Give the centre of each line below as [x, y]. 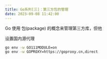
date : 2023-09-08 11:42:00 [32, 14]
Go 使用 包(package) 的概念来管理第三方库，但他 [53, 28]
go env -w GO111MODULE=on [31, 47]
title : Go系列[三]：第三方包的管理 [37, 9]
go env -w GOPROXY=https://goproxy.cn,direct [51, 52]
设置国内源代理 [20, 38]
